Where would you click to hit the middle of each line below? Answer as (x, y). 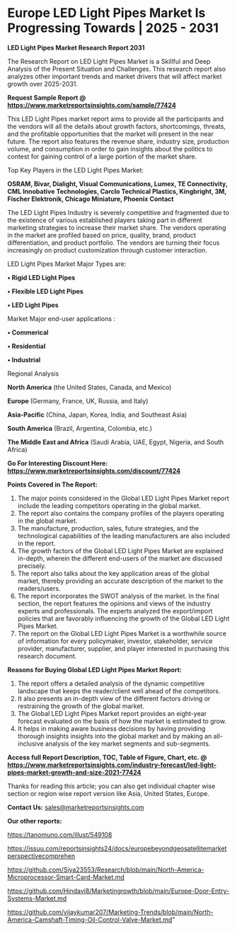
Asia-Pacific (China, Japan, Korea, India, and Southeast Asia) (97, 415)
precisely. (32, 566)
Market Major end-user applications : (61, 318)
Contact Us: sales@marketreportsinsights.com (76, 807)
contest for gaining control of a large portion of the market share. (102, 156)
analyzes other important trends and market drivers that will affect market (115, 76)
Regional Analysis (33, 374)
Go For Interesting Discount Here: (58, 463)
